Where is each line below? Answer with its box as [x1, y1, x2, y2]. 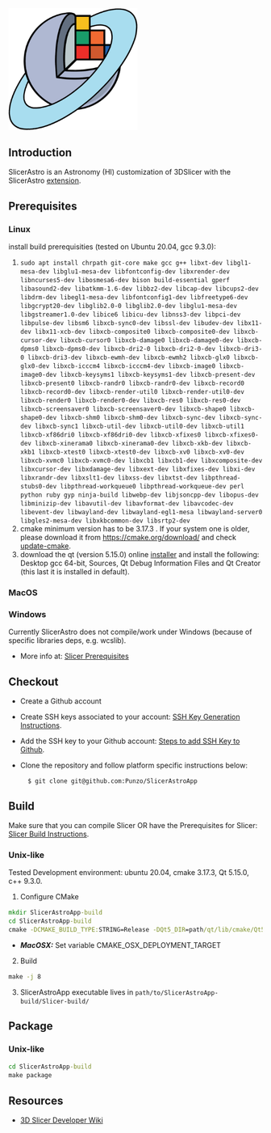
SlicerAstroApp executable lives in [19, 987, 134, 997]
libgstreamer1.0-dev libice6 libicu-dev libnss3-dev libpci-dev [19, 311, 241, 319]
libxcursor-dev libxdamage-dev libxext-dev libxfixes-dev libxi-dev [19, 465, 256, 474]
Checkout [8, 674, 59, 688]
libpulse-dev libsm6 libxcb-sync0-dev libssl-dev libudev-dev [19, 319, 234, 328]
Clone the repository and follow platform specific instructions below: [19, 760, 248, 771]
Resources [8, 1093, 64, 1107]
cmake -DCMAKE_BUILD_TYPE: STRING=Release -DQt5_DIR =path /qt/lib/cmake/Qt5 [8, 926, 265, 934]
